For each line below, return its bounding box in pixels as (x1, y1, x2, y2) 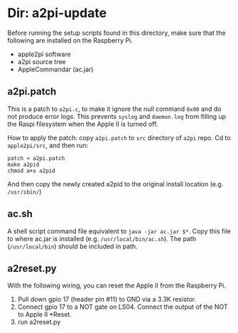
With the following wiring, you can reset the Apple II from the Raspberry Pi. (7, 281, 226, 290)
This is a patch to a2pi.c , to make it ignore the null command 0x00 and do (7, 105, 222, 113)
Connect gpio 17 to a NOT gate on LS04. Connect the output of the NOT (17, 302, 229, 311)
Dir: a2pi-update (7, 5, 107, 21)
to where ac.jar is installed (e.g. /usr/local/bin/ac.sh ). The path (7, 234, 197, 243)
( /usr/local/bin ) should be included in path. (7, 242, 138, 250)
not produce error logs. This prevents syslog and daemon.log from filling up (7, 112, 226, 120)
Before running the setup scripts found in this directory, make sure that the (7, 28, 226, 37)
